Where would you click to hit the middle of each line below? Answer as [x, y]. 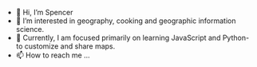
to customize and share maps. [65, 46]
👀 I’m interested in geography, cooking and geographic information [126, 21]
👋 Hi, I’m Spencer [44, 12]
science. [30, 29]
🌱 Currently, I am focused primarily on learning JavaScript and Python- [132, 37]
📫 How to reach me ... [53, 55]
